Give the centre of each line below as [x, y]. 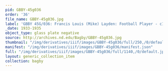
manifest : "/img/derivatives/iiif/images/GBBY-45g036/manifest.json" [79, 47]
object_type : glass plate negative [42, 33]
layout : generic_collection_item [40, 56]
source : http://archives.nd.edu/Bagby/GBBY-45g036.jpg [63, 38]
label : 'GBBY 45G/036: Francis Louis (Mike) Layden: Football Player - [81, 24]
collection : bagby [24, 61]
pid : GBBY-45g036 [23, 10]
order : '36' [17, 14]
